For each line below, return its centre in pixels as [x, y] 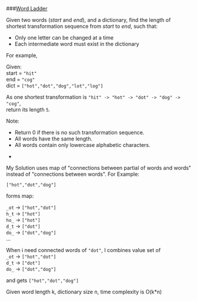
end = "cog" [21, 79]
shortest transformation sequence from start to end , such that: [82, 26]
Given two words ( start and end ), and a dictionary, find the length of [89, 20]
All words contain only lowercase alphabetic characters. [83, 145]
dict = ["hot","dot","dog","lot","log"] [55, 86]
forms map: [20, 196]
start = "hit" [21, 73]
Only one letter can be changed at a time [64, 37]
